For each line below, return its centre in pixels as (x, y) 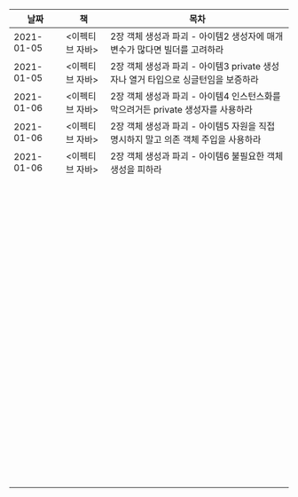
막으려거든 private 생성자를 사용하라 (181, 110)
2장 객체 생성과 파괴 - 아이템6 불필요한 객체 (197, 156)
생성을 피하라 (136, 170)
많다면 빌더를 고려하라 (180, 50)
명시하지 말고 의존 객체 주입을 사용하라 (186, 139)
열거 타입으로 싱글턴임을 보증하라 (193, 79)
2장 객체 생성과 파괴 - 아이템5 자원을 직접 (192, 126)
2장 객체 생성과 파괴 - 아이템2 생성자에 (187, 36)
